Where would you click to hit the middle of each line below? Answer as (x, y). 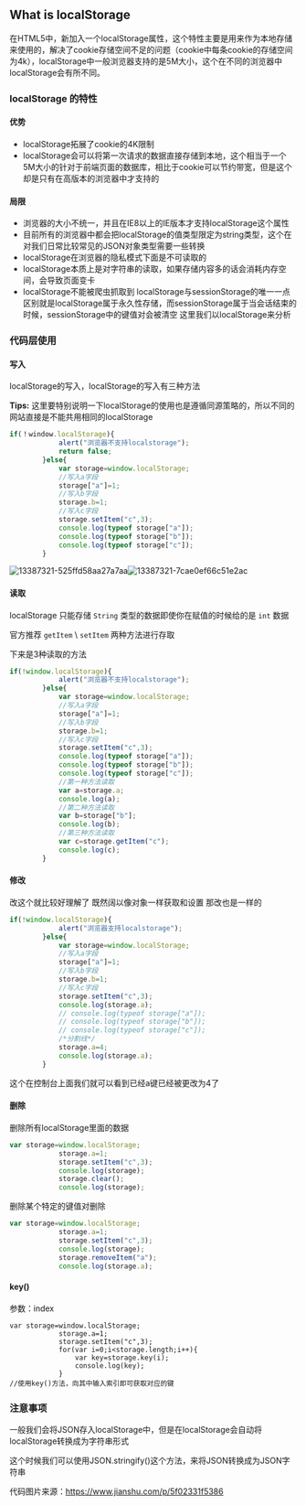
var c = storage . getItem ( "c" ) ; (114, 842)
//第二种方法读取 (86, 807)
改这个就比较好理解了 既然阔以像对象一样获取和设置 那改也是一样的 (136, 902)
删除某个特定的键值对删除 (58, 1206)
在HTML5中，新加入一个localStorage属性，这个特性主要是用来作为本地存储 (151, 38)
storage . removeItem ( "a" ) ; (107, 1257)
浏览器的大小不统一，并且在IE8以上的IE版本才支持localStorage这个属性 (156, 223)
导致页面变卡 (71, 280)
